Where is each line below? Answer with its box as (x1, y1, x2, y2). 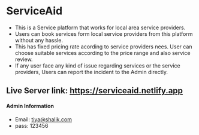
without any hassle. (14, 36, 63, 44)
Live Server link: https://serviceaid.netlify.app (6, 85, 183, 96)
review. (14, 56, 33, 63)
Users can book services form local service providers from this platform (14, 30, 193, 37)
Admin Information (6, 102, 54, 109)
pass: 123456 (14, 122, 49, 129)
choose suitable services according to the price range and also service (14, 49, 191, 56)
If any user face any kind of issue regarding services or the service (14, 62, 181, 69)
